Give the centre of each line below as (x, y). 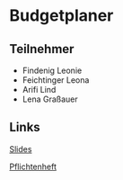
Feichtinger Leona (56, 80)
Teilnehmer (42, 49)
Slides (21, 148)
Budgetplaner (61, 16)
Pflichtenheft (33, 166)
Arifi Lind (39, 90)
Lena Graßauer (50, 99)
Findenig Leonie (52, 70)
